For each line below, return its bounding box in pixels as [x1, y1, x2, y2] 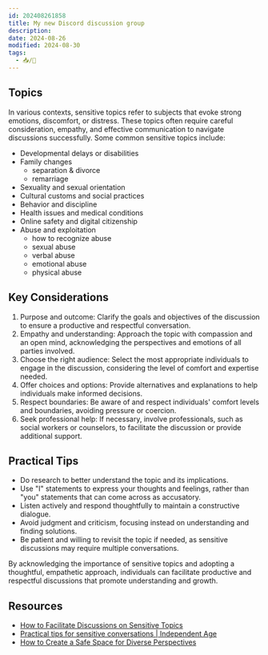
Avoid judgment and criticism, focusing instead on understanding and [19, 518, 250, 528]
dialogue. [19, 509, 51, 519]
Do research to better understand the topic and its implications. [19, 476, 229, 485]
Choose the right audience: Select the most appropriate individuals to [19, 354, 250, 364]
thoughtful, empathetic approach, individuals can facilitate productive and [8, 568, 252, 577]
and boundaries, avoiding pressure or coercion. [19, 405, 177, 415]
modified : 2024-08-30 [8, 42, 81, 50]
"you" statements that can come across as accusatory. [19, 492, 202, 502]
